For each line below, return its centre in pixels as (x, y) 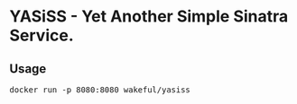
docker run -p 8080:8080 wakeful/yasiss (100, 90)
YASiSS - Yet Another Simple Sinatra (149, 17)
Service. (42, 35)
